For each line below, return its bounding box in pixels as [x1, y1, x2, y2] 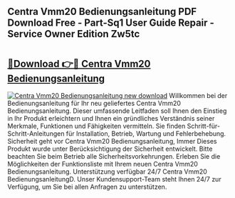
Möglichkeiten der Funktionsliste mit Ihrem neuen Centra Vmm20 [7, 160, 198, 168]
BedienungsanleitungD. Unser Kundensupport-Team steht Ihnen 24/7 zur [7, 175, 222, 183]
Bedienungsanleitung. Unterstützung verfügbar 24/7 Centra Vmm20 [7, 167, 208, 176]
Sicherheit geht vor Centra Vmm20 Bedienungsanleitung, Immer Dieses [7, 137, 217, 145]
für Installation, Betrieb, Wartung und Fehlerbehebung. [66, 129, 226, 138]
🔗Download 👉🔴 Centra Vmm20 [7, 57, 151, 70]
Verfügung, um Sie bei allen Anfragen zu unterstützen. [7, 182, 167, 191]
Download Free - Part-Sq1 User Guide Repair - [7, 17, 215, 29]
